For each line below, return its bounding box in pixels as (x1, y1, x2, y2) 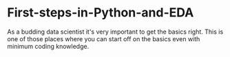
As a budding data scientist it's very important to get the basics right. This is (7, 27, 224, 36)
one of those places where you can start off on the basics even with (7, 34, 200, 43)
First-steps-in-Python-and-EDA (7, 5, 194, 21)
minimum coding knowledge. (7, 42, 90, 50)
